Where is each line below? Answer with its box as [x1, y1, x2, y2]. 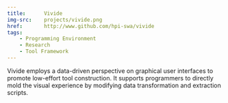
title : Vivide [7, 10, 63, 17]
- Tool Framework [19, 48, 69, 55]
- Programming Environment [19, 35, 97, 42]
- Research [19, 42, 51, 48]
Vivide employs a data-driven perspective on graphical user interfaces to [7, 66, 214, 75]
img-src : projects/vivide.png [7, 16, 103, 23]
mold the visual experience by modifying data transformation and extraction [7, 81, 221, 89]
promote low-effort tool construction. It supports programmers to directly [7, 74, 214, 82]
